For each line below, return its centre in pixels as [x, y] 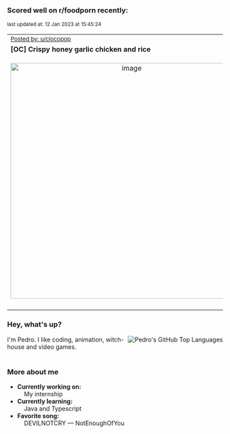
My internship [43, 394]
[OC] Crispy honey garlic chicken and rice [81, 49]
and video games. [51, 347]
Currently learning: [45, 401]
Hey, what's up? [35, 324]
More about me [33, 372]
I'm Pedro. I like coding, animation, [56, 339]
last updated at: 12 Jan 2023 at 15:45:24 [54, 25]
